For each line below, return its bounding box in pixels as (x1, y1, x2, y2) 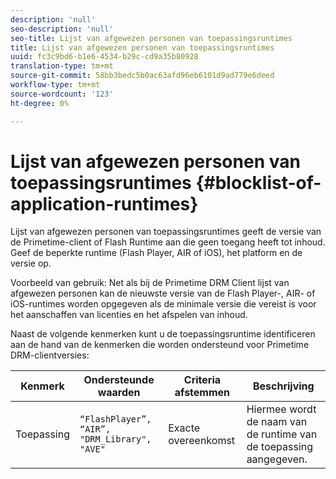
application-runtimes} (10, 192, 199, 215)
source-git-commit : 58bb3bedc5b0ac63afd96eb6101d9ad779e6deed (10, 71, 275, 81)
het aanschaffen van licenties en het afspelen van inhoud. (10, 309, 248, 321)
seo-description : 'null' (10, 24, 114, 34)
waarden (97, 386, 141, 400)
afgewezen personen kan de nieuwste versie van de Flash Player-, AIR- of (10, 287, 316, 300)
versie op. (10, 257, 52, 270)
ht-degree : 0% (10, 98, 70, 108)
